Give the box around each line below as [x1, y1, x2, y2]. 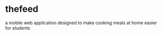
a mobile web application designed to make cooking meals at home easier [5, 20, 158, 26]
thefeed [5, 3, 38, 15]
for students [5, 25, 30, 31]
